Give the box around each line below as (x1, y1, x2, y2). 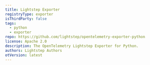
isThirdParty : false (5, 16, 47, 21)
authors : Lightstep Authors (5, 48, 63, 53)
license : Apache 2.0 (5, 39, 47, 44)
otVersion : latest (5, 52, 43, 58)
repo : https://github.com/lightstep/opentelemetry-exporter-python (5, 35, 146, 40)
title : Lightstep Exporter (5, 7, 60, 12)
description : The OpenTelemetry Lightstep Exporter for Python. (5, 43, 139, 48)
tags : (5, 21, 16, 26)
